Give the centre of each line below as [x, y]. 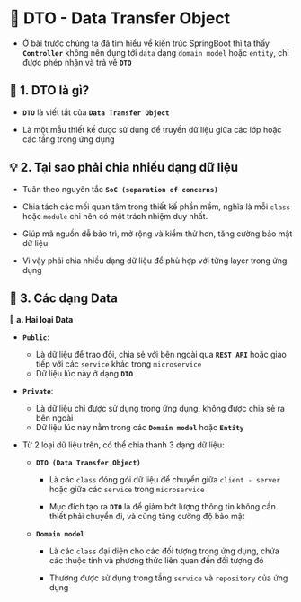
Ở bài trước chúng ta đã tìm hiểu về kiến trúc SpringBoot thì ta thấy [146, 43]
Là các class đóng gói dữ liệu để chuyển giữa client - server [165, 480]
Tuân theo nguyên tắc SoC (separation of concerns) [120, 189]
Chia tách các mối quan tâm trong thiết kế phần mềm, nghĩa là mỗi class [156, 207]
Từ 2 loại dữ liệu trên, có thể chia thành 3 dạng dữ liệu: [123, 445]
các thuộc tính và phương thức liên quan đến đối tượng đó [156, 561]
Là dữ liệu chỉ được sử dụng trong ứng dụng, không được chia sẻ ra [160, 409]
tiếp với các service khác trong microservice [119, 364]
